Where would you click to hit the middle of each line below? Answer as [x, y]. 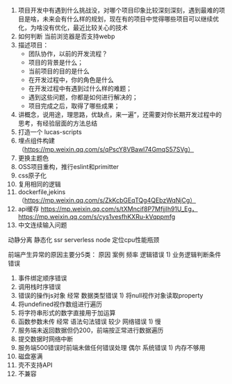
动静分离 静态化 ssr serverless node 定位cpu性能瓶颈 [84, 240]
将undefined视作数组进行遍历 [60, 304]
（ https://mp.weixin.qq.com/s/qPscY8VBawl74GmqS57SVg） [106, 149]
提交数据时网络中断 [45, 339]
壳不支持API [35, 365]
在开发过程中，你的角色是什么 [71, 80]
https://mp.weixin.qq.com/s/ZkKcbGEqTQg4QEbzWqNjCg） [110, 200]
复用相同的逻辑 [39, 184]
